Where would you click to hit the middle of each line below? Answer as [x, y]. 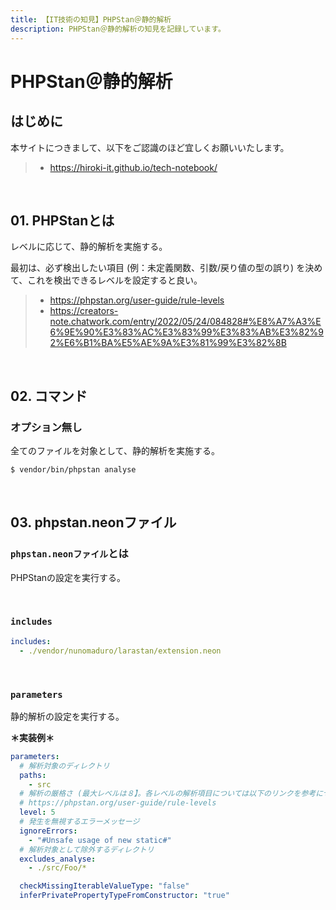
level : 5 [37, 812]
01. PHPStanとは [62, 220]
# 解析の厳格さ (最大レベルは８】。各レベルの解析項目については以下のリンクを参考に [171, 794]
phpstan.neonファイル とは [69, 554]
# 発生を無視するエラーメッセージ [79, 822]
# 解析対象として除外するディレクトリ [87, 849]
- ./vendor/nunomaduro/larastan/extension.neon [120, 651]
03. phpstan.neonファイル [93, 522]
